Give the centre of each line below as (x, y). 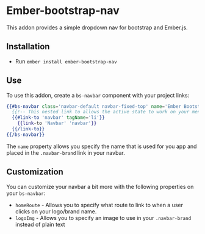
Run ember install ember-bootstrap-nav (66, 61)
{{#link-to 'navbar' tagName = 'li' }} (58, 118)
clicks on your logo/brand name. (56, 211)
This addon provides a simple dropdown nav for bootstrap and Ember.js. (97, 27)
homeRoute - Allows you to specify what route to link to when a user (99, 205)
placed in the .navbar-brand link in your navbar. (66, 152)
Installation (28, 47)
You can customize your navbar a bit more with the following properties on (100, 186)
